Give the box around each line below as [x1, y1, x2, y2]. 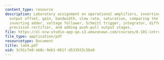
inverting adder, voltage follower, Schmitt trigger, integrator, [9, 20, 147, 26]
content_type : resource [5, 7, 54, 12]
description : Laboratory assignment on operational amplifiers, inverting [5, 12, 161, 16]
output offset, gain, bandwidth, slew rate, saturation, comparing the [9, 16, 159, 21]
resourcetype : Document [5, 39, 54, 44]
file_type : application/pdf [5, 34, 62, 39]
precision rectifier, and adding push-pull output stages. [9, 25, 132, 30]
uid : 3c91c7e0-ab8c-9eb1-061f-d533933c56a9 [5, 47, 95, 52]
